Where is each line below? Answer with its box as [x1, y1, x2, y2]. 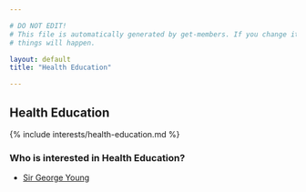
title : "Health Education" [9, 63, 112, 73]
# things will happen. [9, 38, 96, 47]
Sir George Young [22, 172, 90, 183]
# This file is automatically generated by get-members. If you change [9, 29, 287, 39]
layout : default [9, 55, 71, 64]
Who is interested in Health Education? [9, 151, 186, 164]
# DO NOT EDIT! [9, 21, 67, 30]
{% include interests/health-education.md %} [9, 128, 180, 139]
